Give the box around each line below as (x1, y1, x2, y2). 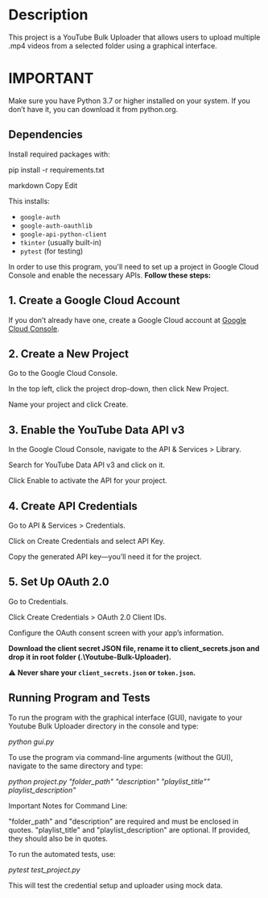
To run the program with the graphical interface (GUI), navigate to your (8, 712, 243, 722)
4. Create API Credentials (8, 499, 138, 513)
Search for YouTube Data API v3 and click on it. (8, 460, 165, 470)
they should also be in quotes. (8, 833, 109, 843)
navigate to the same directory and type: (8, 761, 143, 771)
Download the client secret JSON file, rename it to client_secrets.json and (8, 643, 260, 653)
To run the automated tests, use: (8, 849, 116, 858)
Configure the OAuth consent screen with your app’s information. (8, 628, 225, 637)
